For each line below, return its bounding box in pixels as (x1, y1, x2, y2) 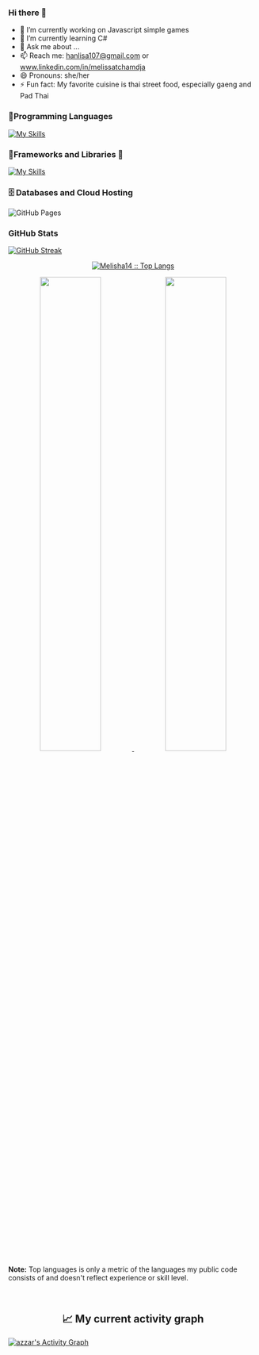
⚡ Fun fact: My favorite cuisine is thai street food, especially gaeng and (19, 79, 252, 90)
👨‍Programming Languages (8, 111, 113, 122)
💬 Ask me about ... (19, 42, 80, 52)
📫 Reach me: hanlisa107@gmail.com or (19, 51, 149, 60)
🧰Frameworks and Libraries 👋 (8, 148, 124, 159)
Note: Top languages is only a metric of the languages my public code (8, 1265, 238, 1274)
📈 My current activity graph (62, 1312, 204, 1326)
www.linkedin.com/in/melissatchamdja (19, 63, 146, 72)
